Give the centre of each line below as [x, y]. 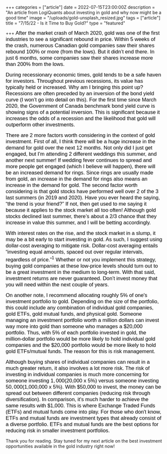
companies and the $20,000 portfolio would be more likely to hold [81, 345]
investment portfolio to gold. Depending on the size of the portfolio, [82, 301]
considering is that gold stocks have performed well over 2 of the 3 [82, 191]
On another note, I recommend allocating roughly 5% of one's [77, 295]
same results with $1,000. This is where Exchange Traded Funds [81, 405]
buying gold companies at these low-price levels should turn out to [82, 266]
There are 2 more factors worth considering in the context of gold [81, 135]
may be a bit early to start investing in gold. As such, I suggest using [84, 239]
